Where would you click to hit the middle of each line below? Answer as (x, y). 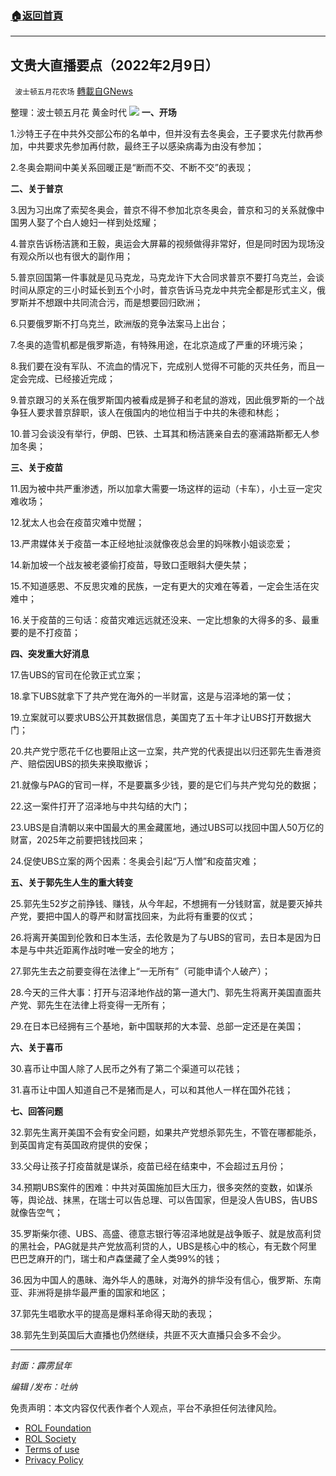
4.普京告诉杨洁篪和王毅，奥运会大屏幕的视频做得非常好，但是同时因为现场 (163, 244)
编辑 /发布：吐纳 (44, 1387)
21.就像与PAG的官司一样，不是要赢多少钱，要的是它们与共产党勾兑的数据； (165, 785)
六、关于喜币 (36, 1048)
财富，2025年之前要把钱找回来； (78, 840)
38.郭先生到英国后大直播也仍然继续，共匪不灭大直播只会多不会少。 (148, 1335)
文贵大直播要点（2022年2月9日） (114, 65)
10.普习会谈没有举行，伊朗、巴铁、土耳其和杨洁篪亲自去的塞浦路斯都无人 (161, 434)
